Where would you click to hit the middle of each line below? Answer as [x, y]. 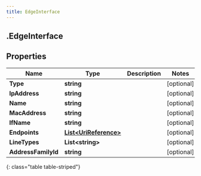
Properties [26, 57]
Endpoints [24, 132]
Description [144, 73]
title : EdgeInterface [33, 12]
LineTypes [24, 142]
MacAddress [28, 113]
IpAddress [24, 93]
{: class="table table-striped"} [43, 166]
